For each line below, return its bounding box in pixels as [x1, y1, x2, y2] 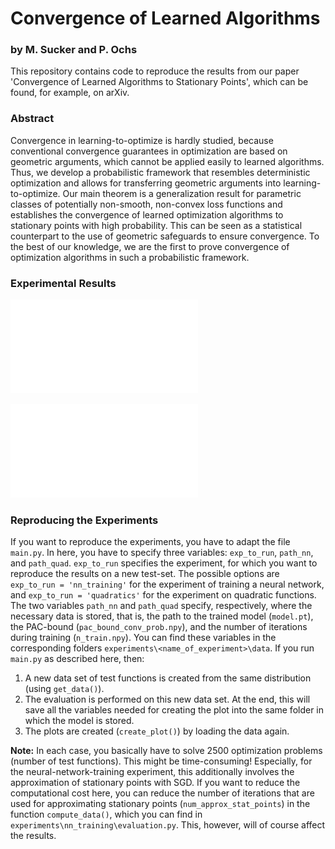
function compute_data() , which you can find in [10, 808, 203, 821]
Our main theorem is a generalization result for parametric [62, 187, 302, 199]
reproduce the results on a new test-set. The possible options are [10, 568, 280, 580]
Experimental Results [10, 276, 117, 290]
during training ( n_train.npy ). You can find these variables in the [10, 632, 277, 644]
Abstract [10, 112, 55, 126]
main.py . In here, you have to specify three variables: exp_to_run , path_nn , [10, 547, 314, 559]
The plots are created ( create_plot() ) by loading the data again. [24, 725, 290, 737]
